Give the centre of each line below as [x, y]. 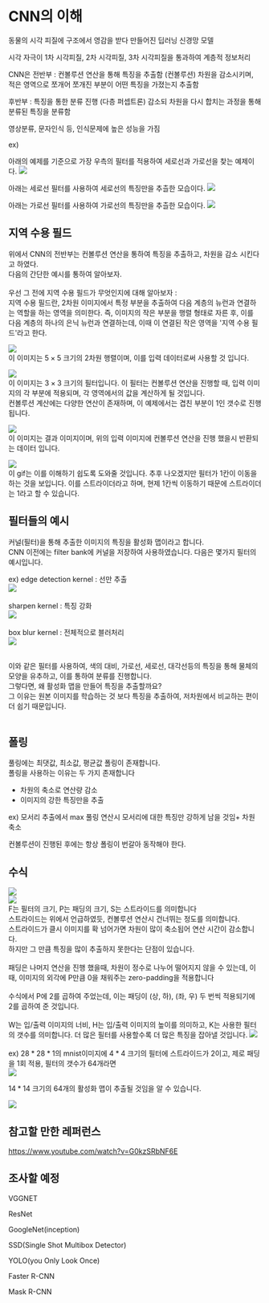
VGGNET [23, 1198]
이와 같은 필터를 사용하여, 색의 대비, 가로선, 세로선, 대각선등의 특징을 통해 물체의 [133, 666]
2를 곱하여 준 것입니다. [44, 1006]
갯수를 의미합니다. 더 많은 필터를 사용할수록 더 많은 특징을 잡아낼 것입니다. [132, 1035]
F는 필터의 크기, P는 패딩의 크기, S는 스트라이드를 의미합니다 [102, 909]
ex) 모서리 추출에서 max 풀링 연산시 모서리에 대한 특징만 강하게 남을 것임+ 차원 [132, 817]
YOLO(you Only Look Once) [54, 1260]
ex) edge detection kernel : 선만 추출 [68, 579]
